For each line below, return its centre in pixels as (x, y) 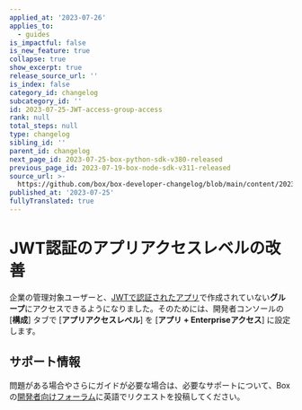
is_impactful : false (48, 43)
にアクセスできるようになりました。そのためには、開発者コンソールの (155, 308)
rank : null (30, 118)
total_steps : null (44, 126)
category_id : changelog (54, 92)
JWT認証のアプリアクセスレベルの (137, 249)
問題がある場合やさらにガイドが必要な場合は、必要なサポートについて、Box (150, 385)
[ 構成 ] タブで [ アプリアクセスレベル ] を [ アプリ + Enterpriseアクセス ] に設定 (150, 319)
